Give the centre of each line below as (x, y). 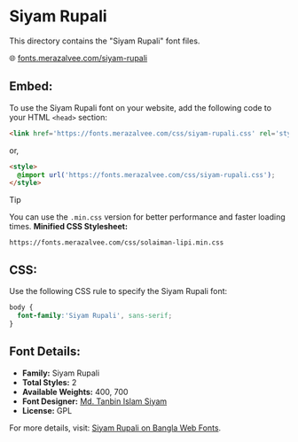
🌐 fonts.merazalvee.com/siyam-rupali (78, 58)
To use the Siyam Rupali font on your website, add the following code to (141, 107)
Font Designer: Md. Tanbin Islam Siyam (94, 401)
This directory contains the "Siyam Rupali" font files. (105, 41)
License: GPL (47, 410)
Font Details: (45, 352)
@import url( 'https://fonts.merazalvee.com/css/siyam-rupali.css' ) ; (146, 174)
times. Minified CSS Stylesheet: (69, 227)
